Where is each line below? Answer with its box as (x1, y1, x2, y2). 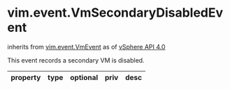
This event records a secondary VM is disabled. (7, 56, 145, 64)
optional (69, 72, 99, 82)
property (10, 72, 41, 82)
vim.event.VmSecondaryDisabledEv (7, 5, 224, 21)
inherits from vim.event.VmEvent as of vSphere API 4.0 (7, 42, 166, 51)
